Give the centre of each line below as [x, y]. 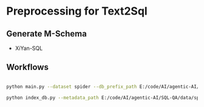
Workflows [27, 67]
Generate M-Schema [46, 34]
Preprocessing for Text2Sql [77, 11]
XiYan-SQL [29, 48]
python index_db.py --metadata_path [53, 98]
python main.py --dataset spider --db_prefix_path [72, 86]
